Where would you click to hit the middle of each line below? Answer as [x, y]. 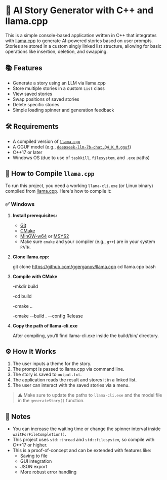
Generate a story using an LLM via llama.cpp [59, 83]
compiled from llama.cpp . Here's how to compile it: [58, 191]
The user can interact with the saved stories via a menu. [71, 385]
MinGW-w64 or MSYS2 [45, 236]
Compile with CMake [35, 276]
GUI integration [36, 461]
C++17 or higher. [30, 445]
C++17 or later [27, 152]
